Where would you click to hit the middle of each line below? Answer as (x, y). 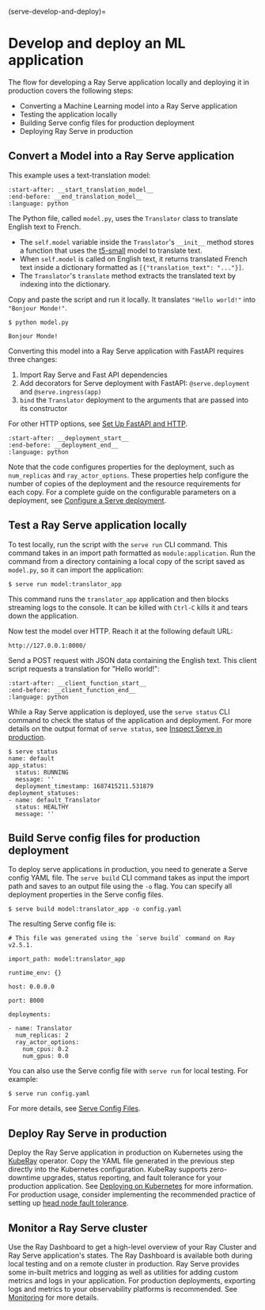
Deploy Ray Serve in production (88, 1133)
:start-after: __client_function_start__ (78, 683)
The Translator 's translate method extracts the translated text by (127, 276)
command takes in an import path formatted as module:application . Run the (132, 553)
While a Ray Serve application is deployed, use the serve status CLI (119, 711)
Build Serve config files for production (104, 838)
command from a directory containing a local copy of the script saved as (127, 561)
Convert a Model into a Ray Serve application (121, 156)
